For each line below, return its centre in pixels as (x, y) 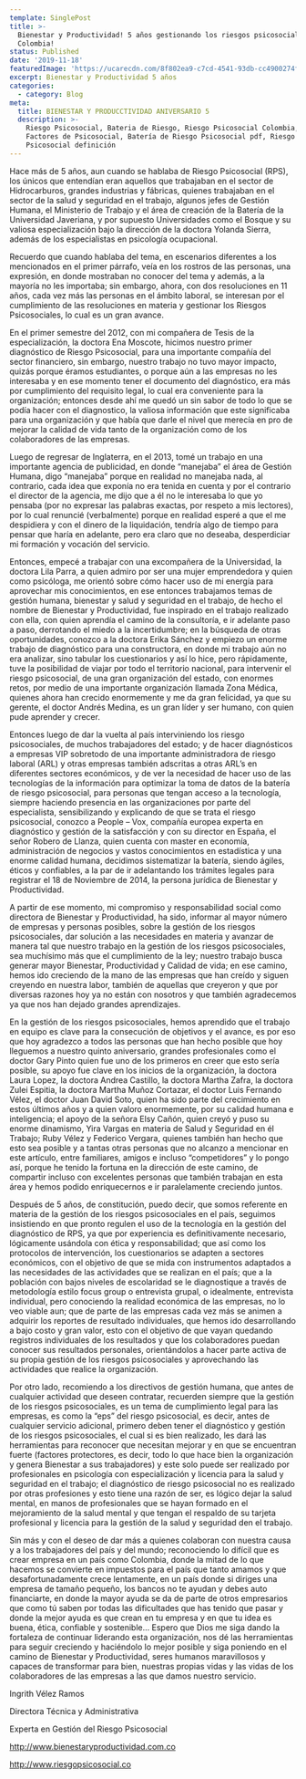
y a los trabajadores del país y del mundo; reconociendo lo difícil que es (144, 1550)
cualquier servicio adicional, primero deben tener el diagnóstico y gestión (148, 1425)
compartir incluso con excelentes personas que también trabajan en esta (147, 1177)
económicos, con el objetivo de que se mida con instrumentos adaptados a (150, 1262)
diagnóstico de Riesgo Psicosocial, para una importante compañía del (140, 351)
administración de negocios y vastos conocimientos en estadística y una (146, 850)
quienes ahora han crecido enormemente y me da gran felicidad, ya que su (150, 697)
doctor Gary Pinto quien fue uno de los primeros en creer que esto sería (144, 1060)
